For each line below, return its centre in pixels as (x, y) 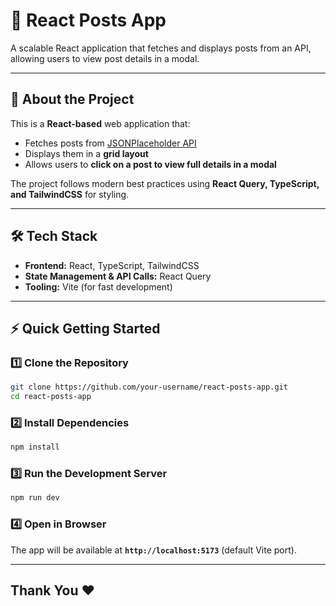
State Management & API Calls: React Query (118, 276)
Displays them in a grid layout (86, 153)
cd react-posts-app (51, 397)
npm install (35, 447)
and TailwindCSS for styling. (70, 194)
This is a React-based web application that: (100, 123)
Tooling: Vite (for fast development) (98, 286)
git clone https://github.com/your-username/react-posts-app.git (149, 387)
